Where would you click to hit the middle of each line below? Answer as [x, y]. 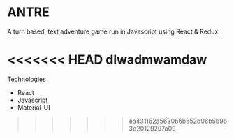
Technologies [27, 79]
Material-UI [34, 107]
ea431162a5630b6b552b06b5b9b [178, 121]
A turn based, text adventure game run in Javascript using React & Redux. [114, 31]
